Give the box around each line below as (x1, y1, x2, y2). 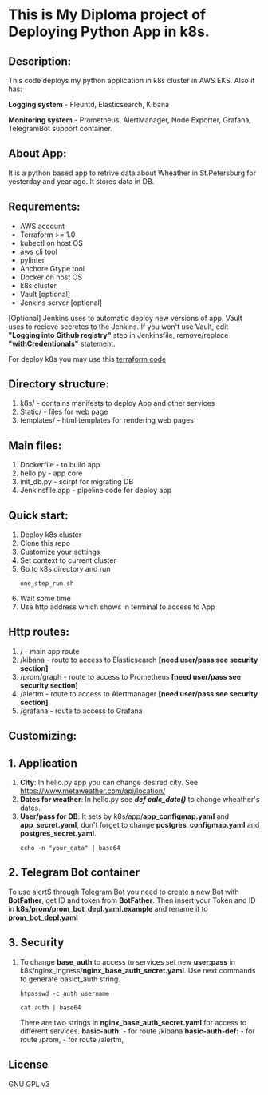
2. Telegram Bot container (8, 866, 140, 880)
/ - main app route (19, 646, 80, 656)
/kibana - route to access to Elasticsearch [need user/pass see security (19, 655, 258, 664)
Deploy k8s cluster (19, 530, 82, 539)
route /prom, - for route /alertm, (19, 1034, 124, 1044)
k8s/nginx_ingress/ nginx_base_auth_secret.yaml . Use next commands (19, 965, 256, 975)
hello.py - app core (19, 468, 83, 478)
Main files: (8, 439, 62, 452)
